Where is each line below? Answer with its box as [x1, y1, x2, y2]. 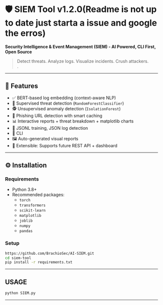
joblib [19, 218, 33, 223]
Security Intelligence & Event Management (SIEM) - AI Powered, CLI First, [5, 44, 156, 49]
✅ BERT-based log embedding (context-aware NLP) [12, 95, 116, 101]
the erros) [5, 28, 46, 39]
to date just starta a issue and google [5, 17, 157, 29]
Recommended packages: [12, 192, 65, 198]
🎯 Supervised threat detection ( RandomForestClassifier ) [12, 100, 124, 106]
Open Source [5, 49, 33, 55]
